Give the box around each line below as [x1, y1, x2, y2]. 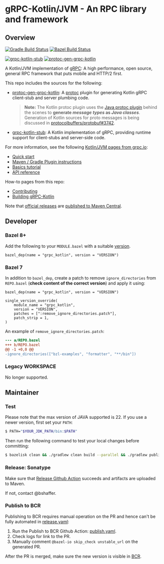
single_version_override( [5, 298, 58, 303]
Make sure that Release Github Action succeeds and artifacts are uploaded [5, 475, 156, 481]
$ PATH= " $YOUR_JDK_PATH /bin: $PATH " [5, 429, 78, 434]
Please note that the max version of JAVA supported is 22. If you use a [5, 414, 147, 420]
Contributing [12, 188, 38, 194]
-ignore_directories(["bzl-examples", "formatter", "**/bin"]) [5, 352, 137, 357]
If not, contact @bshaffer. [5, 490, 57, 496]
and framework [5, 14, 68, 25]
